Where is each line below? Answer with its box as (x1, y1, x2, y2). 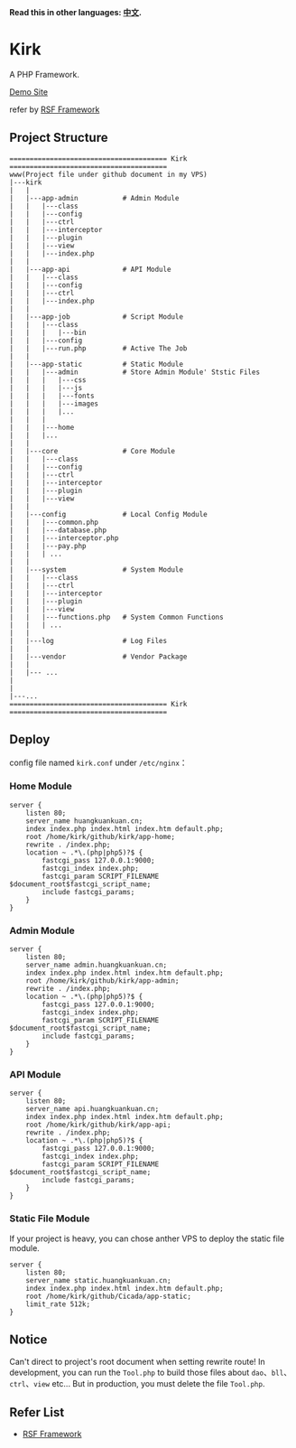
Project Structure (9, 130, 108, 145)
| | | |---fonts (9, 391, 95, 400)
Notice (9, 1332, 48, 1348)
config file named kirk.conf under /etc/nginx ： (9, 757, 188, 768)
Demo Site (9, 86, 48, 97)
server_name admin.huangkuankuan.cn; (25, 960, 168, 970)
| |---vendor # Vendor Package (9, 652, 188, 661)
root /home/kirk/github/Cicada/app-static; (25, 1292, 192, 1301)
